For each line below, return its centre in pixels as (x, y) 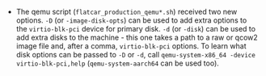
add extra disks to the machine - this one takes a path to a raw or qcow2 (137, 37)
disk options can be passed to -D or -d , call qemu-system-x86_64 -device (136, 55)
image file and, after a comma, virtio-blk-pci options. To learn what (131, 46)
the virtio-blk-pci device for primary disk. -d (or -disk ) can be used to (136, 29)
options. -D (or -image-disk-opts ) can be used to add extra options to (131, 20)
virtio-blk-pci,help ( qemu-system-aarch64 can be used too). (118, 63)
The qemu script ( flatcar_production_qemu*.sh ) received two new (127, 12)
